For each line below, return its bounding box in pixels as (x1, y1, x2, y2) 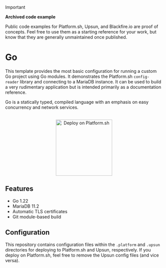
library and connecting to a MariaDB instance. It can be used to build (19, 78, 161, 84)
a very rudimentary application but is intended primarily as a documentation (5, 84, 161, 90)
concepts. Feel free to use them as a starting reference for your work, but (5, 29, 156, 34)
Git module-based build (12, 214, 61, 220)
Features (5, 185, 33, 193)
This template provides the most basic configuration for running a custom (5, 68, 157, 74)
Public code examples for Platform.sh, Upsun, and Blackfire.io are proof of (5, 23, 158, 29)
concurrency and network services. (5, 104, 78, 110)
